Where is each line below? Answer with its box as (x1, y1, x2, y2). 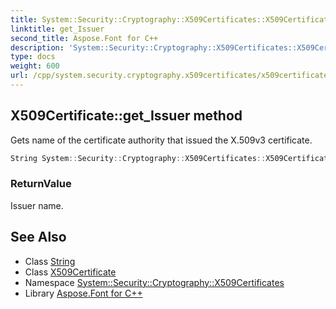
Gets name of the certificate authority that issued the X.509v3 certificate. (10, 134, 313, 146)
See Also (10, 229, 67, 246)
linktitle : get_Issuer (10, 24, 105, 34)
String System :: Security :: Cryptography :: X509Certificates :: (10, 153, 267, 163)
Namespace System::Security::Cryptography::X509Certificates (24, 276, 285, 288)
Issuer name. (10, 199, 64, 211)
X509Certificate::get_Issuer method (10, 107, 243, 125)
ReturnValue (10, 177, 72, 191)
